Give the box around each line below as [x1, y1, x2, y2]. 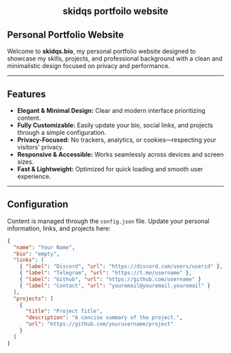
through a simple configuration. [16, 129, 107, 137]
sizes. [16, 158, 34, 166]
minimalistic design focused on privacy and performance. [7, 62, 170, 70]
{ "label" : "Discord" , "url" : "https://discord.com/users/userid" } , [19, 263, 223, 270]
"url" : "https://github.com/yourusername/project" [25, 321, 174, 328]
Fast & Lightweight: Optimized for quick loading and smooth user [16, 165, 203, 173]
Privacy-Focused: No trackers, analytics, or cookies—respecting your [16, 136, 217, 144]
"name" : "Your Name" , [13, 244, 76, 250]
